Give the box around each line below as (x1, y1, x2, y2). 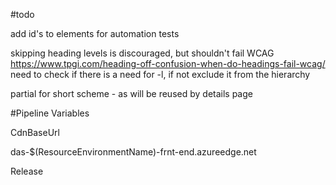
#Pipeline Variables (10, 107, 90, 119)
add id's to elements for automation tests (10, 28, 180, 39)
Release (10, 165, 44, 177)
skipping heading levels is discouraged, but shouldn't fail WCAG (10, 47, 275, 59)
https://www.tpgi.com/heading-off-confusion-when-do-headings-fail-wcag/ (10, 58, 326, 69)
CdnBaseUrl (10, 127, 60, 138)
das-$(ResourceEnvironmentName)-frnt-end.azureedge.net (10, 146, 257, 158)
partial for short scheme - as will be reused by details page (10, 88, 253, 99)
